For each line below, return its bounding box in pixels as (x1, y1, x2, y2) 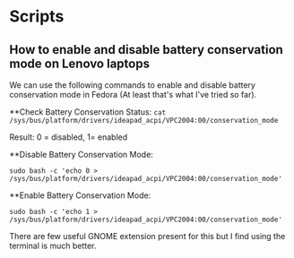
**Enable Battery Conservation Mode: (9, 190, 151, 201)
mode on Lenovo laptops (9, 56, 151, 71)
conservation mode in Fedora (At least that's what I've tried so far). (9, 90, 257, 99)
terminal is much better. (9, 240, 97, 251)
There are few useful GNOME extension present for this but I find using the (9, 231, 286, 241)
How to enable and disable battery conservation (9, 42, 284, 57)
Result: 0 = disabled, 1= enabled (9, 132, 128, 142)
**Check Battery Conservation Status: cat (9, 107, 167, 117)
